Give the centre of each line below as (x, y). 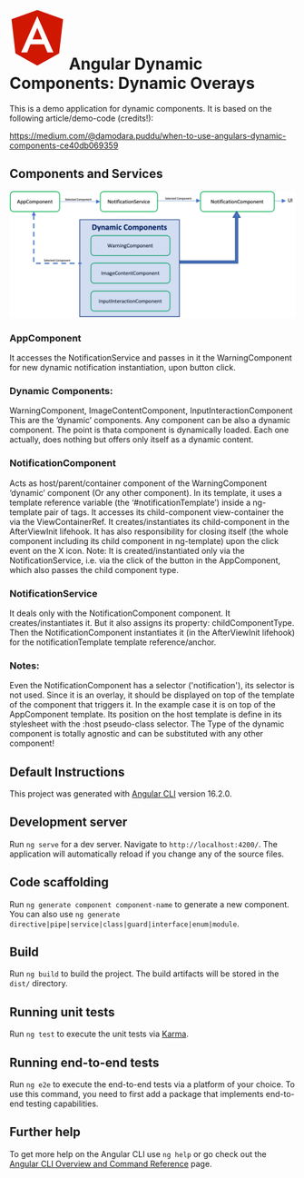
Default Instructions (67, 772)
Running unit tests (62, 1012)
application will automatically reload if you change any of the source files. (147, 854)
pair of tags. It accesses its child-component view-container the (164, 512)
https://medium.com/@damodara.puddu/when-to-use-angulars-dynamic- (148, 135)
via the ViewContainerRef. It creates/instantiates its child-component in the (150, 521)
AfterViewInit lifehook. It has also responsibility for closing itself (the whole (149, 531)
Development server (69, 822)
